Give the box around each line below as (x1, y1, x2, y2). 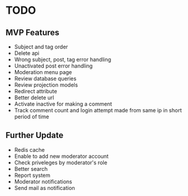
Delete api (14, 50, 39, 57)
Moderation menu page (14, 69, 72, 75)
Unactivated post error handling (14, 62, 93, 69)
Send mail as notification (14, 184, 75, 191)
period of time (14, 113, 50, 120)
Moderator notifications (14, 177, 72, 185)
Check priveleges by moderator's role (14, 159, 108, 166)
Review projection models (14, 81, 78, 88)
